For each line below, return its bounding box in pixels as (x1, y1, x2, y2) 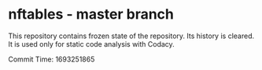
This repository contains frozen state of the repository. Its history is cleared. (8, 31, 254, 40)
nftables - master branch (8, 5, 175, 23)
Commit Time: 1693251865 (8, 54, 95, 64)
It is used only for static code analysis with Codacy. (8, 39, 175, 48)
